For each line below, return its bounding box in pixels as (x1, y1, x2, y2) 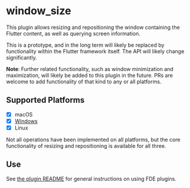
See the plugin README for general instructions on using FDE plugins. (6, 175, 177, 182)
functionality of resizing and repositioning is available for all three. (6, 142, 166, 149)
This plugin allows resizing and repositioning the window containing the (6, 24, 180, 31)
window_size (6, 4, 71, 18)
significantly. (6, 54, 37, 61)
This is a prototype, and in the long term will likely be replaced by (6, 41, 165, 48)
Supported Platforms (6, 95, 85, 105)
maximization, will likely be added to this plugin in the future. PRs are (6, 72, 173, 79)
